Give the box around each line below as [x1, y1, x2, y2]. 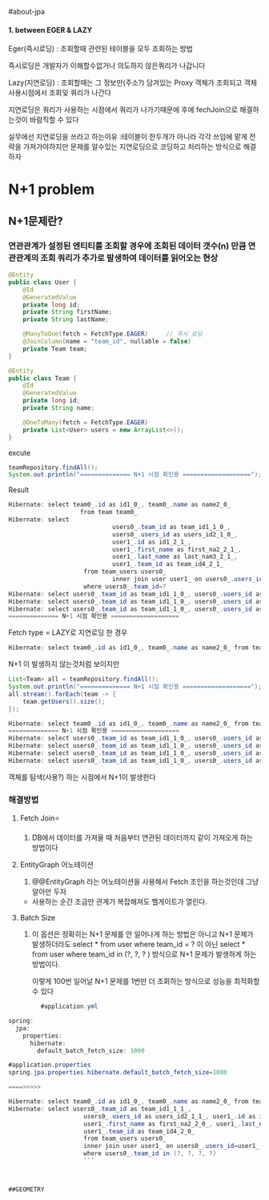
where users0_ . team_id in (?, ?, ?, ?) [83, 1150, 217, 1158]
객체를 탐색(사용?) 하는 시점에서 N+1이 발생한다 [8, 772, 156, 781]
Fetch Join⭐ [19, 813, 60, 823]
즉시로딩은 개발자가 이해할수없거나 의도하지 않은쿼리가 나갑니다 [8, 61, 206, 70]
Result [8, 485, 30, 495]
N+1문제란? [8, 214, 64, 227]
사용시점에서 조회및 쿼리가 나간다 [8, 88, 112, 98]
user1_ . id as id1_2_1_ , [111, 538, 192, 546]
